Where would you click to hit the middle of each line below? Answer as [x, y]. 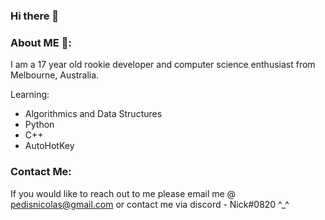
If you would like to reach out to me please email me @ [123, 193]
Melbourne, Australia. [55, 75]
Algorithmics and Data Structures [93, 114]
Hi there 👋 [35, 16]
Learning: [30, 95]
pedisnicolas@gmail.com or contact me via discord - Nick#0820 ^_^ [150, 204]
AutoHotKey [49, 146]
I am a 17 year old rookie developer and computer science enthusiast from [163, 65]
